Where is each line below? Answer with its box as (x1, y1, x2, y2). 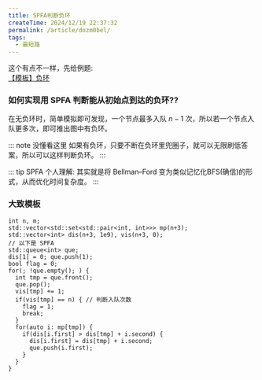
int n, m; (8, 217, 41, 225)
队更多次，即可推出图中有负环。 (8, 124, 112, 134)
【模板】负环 (8, 73, 50, 83)
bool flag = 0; (8, 260, 58, 267)
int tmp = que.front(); (15, 273, 93, 282)
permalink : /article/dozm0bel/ (8, 26, 111, 34)
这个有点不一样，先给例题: (8, 64, 94, 73)
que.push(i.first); (28, 344, 93, 352)
